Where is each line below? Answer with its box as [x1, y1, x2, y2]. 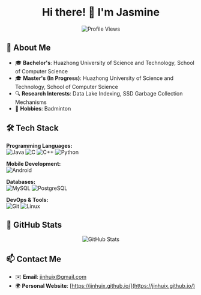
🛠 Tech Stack [6, 123, 59, 133]
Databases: [6, 178, 36, 185]
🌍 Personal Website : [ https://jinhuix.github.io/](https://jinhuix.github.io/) [14, 282, 196, 290]
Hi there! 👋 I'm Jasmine [41, 5, 160, 19]
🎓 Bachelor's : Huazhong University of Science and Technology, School [14, 59, 195, 66]
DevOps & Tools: [6, 196, 49, 203]
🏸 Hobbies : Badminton [14, 105, 71, 112]
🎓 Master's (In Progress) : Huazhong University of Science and [14, 75, 174, 82]
